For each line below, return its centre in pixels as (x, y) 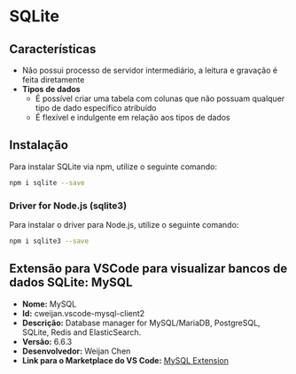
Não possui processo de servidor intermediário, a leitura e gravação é (149, 70)
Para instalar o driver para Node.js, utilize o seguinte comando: (124, 224)
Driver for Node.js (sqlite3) (68, 206)
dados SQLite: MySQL (71, 282)
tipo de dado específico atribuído (96, 108)
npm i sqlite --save (47, 183)
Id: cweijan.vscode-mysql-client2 (83, 313)
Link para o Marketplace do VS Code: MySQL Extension (125, 360)
